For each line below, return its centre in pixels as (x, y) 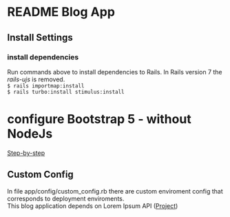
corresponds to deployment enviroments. (66, 198)
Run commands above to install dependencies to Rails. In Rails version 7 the (115, 72)
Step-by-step (26, 153)
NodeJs (30, 134)
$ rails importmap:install (46, 86)
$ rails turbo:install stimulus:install (66, 92)
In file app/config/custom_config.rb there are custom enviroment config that (115, 191)
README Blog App (61, 12)
